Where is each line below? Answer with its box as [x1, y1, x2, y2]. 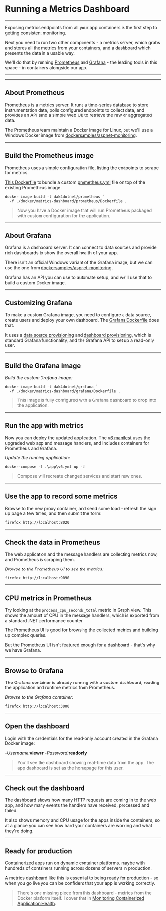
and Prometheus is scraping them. [5, 557, 75, 563]
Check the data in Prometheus [5, 538, 100, 547]
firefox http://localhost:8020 [5, 520, 70, 525]
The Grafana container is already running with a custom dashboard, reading [5, 680, 160, 685]
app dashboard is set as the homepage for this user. [17, 765, 124, 771]
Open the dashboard [5, 722, 70, 731]
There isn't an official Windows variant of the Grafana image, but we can [5, 259, 153, 266]
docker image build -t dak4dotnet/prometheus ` [5, 194, 105, 199]
